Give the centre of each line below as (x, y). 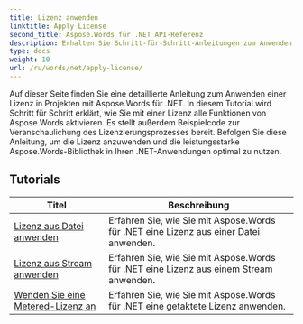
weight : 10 (30, 60)
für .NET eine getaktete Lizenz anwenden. (197, 306)
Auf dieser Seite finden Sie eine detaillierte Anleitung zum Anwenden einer (148, 93)
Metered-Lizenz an (55, 306)
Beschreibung (199, 205)
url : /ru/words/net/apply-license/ (76, 69)
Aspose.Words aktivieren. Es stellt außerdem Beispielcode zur (125, 122)
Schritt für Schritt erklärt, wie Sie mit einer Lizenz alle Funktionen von (138, 113)
